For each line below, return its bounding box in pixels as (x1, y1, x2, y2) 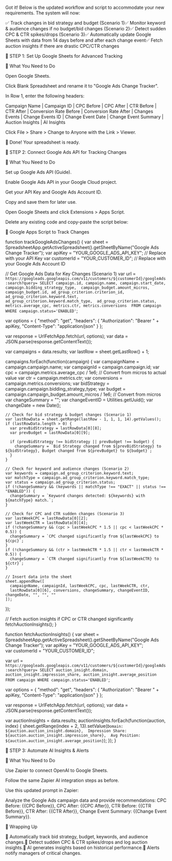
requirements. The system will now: (5, 10, 80, 16)
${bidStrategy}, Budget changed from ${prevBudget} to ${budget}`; (5, 448, 153, 453)
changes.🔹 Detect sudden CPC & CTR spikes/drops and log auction (5, 839, 147, 845)
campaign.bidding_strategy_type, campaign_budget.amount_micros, (5, 285, 150, 290)
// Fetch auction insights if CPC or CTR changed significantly (5, 616, 134, 622)
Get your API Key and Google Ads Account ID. (5, 189, 102, 195)
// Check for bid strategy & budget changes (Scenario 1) (5, 412, 132, 417)
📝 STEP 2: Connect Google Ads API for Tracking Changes (5, 149, 127, 155)
